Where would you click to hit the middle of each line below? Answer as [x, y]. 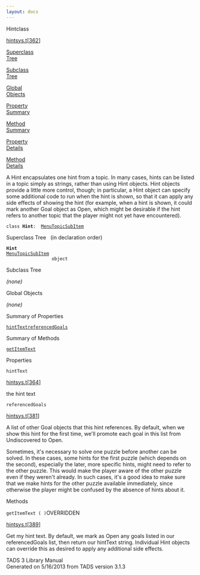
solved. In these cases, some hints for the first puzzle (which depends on [96, 458]
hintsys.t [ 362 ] [23, 40]
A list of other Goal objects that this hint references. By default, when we [96, 427]
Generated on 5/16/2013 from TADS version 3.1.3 [66, 566]
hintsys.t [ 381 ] [23, 416]
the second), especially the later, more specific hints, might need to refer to [99, 464]
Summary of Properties [35, 316]
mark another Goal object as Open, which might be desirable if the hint [93, 209]
